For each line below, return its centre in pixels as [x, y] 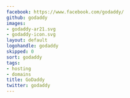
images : [16, 23]
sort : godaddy [24, 57]
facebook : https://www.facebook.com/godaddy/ [65, 12]
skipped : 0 [20, 52]
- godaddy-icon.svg [31, 35]
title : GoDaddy [26, 80]
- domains [19, 74]
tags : [13, 63]
